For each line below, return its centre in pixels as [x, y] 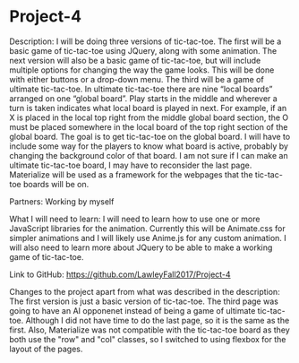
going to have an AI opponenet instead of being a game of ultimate [132, 310]
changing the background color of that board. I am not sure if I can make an [149, 155]
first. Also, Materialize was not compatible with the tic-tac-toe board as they [150, 330]
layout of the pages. [46, 349]
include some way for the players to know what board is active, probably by [149, 146]
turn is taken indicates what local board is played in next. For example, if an [148, 108]
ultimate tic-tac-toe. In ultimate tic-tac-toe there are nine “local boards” [141, 89]
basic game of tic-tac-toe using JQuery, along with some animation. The [143, 50]
